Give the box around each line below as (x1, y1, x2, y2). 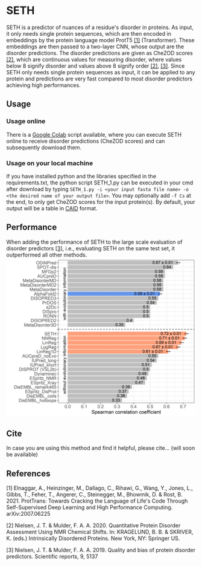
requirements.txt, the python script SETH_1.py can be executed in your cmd (6, 179, 194, 186)
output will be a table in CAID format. (6, 204, 98, 212)
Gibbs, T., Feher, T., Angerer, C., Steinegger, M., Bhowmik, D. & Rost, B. (6, 491, 183, 498)
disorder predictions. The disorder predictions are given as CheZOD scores (6, 49, 193, 56)
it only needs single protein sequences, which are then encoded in (6, 30, 172, 37)
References (6, 468, 51, 478)
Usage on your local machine (6, 158, 93, 167)
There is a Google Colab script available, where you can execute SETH (6, 131, 182, 138)
